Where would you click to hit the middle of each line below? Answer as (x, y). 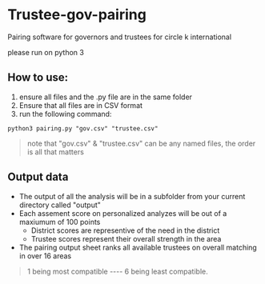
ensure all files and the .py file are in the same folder (106, 97)
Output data (38, 177)
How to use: (38, 78)
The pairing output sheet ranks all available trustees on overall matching (138, 247)
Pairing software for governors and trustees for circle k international (120, 37)
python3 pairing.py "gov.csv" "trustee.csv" (83, 128)
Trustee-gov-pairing (77, 15)
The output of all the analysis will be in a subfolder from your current (132, 196)
